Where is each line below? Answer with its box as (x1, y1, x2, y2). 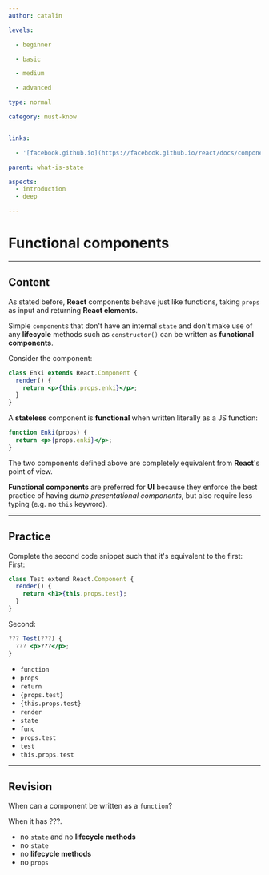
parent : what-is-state (8, 163, 84, 171)
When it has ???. (8, 817, 62, 826)
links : (8, 134, 30, 142)
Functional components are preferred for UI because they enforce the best (8, 482, 258, 492)
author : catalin (8, 11, 62, 20)
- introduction (15, 185, 66, 193)
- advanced (15, 84, 52, 92)
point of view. (8, 466, 54, 476)
